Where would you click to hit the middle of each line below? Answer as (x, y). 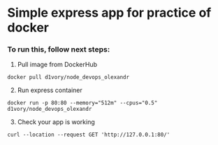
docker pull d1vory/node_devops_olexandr (68, 77)
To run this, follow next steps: (59, 49)
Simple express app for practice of (109, 13)
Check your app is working (56, 122)
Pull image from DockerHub (57, 65)
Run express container (50, 90)
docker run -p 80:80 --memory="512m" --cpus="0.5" (82, 103)
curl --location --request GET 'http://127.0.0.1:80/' (89, 135)
